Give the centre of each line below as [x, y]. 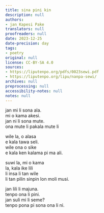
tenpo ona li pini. [23, 195]
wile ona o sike [21, 147]
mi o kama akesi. [23, 116]
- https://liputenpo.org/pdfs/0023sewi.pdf [52, 72]
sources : [15, 67]
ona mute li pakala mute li [32, 126]
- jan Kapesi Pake [25, 24]
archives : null [21, 81]
